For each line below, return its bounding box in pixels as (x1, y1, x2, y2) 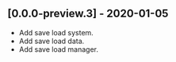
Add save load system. (18, 27, 94, 37)
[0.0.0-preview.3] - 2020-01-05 (7, 7, 169, 20)
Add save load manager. (18, 44, 99, 54)
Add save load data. (18, 36, 85, 46)
